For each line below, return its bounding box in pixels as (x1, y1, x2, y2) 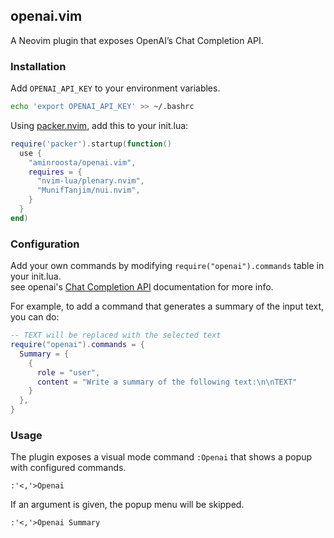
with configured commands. (10, 462, 127, 474)
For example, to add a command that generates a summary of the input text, (10, 300, 325, 313)
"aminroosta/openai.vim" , (28, 157, 137, 168)
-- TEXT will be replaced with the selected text (10, 330, 222, 341)
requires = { (28, 167, 83, 177)
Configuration (10, 237, 80, 251)
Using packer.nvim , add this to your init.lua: (10, 119, 189, 131)
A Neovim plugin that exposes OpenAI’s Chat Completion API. (10, 34, 264, 46)
